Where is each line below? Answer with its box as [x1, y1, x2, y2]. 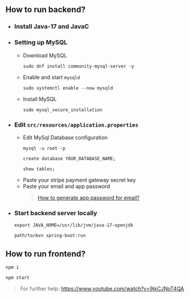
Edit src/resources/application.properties [14, 121, 139, 129]
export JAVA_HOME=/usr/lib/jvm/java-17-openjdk [14, 222, 133, 228]
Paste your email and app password [22, 183, 110, 190]
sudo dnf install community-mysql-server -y [22, 63, 135, 69]
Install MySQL [22, 95, 57, 102]
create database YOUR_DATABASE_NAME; [22, 156, 116, 161]
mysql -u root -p [22, 145, 66, 151]
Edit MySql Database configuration [22, 134, 108, 141]
